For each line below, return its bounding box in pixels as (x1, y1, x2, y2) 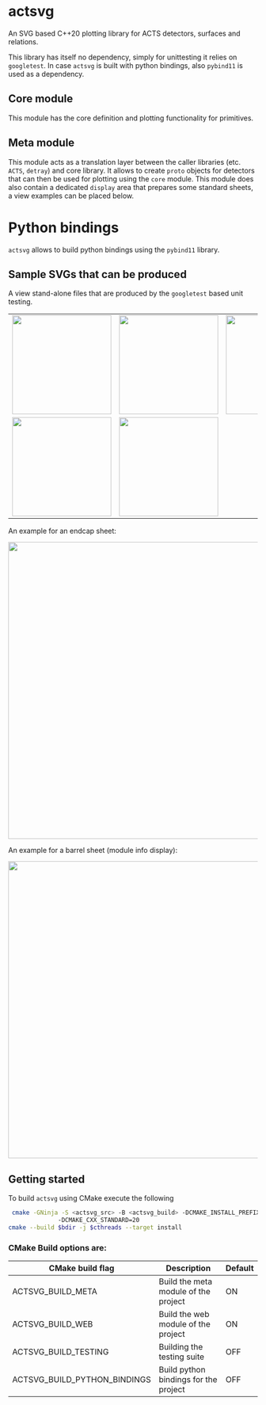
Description (165, 1262, 211, 1274)
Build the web (158, 1309, 210, 1320)
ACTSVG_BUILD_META (12, 1286, 97, 1297)
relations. (8, 36, 39, 46)
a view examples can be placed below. (8, 191, 135, 200)
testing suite (158, 1351, 204, 1362)
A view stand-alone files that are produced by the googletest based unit (8, 288, 244, 299)
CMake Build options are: (8, 1242, 107, 1253)
